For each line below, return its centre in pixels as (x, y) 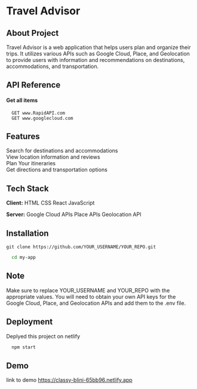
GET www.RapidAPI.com (39, 113)
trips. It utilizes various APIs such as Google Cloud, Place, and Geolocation (98, 54)
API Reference (33, 85)
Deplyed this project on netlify (43, 336)
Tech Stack (27, 188)
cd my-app (24, 258)
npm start (24, 347)
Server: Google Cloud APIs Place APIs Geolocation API (74, 214)
